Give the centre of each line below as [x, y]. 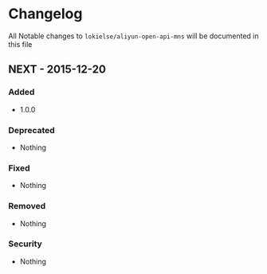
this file [20, 44]
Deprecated [32, 130]
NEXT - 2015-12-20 [57, 70]
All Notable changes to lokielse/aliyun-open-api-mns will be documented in [133, 36]
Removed [27, 206]
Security [25, 244]
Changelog [45, 14]
